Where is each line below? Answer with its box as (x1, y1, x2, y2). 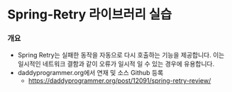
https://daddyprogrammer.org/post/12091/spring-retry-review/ (28, 76, 211, 85)
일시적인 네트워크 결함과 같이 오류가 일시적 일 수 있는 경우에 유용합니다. (17, 59, 215, 68)
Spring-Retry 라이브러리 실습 (7, 6, 172, 23)
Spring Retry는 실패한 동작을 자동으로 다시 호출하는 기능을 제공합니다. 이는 (17, 51, 225, 59)
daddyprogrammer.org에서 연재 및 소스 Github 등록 (17, 69, 164, 77)
